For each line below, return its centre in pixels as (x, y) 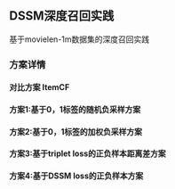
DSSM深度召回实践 (62, 16)
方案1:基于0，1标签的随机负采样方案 (75, 109)
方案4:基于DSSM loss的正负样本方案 (76, 176)
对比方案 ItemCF (40, 87)
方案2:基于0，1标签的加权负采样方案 (76, 131)
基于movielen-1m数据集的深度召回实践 (80, 39)
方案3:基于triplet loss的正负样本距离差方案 (87, 153)
